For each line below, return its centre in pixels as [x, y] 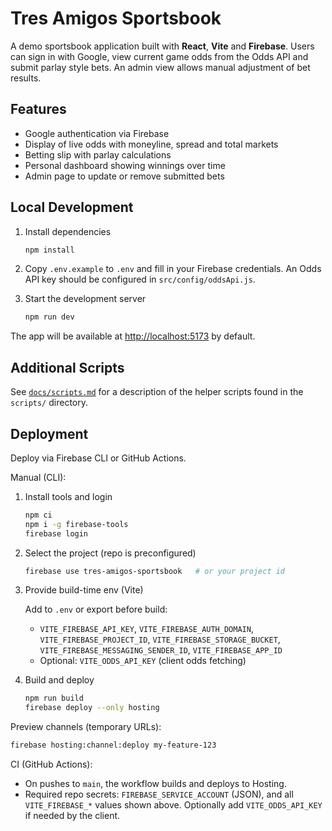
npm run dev [49, 317]
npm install [49, 250]
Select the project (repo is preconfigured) [110, 553]
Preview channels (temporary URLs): [86, 727]
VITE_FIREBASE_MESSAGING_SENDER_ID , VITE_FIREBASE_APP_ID [161, 650]
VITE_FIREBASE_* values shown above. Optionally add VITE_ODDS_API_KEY [173, 805]
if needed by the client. [72, 816]
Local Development [72, 207]
